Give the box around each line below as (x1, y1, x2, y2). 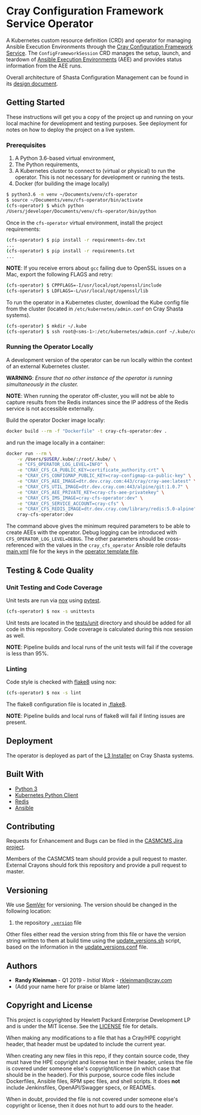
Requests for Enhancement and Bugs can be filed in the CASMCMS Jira (6, 837, 183, 845)
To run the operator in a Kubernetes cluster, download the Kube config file (6, 298, 189, 306)
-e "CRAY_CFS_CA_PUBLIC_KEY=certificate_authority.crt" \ (17, 467, 165, 473)
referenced (6, 541, 34, 549)
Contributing (6, 821, 55, 831)
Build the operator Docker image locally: (6, 416, 105, 424)
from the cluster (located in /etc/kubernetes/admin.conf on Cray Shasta (6, 305, 184, 312)
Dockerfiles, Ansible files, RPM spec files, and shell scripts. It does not (6, 1077, 181, 1084)
